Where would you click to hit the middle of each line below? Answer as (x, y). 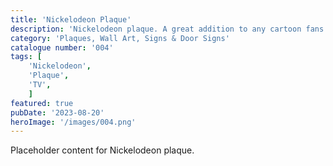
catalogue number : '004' (62, 47)
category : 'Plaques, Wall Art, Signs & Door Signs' (120, 38)
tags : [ (26, 57)
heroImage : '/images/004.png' (73, 122)
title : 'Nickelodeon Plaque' (71, 19)
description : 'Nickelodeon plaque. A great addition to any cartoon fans (167, 29)
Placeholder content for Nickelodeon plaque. (102, 150)
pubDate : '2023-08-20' (57, 112)
